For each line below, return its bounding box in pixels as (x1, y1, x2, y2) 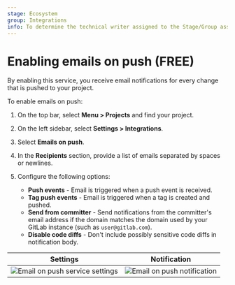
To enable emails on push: (7, 97, 83, 105)
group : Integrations (7, 17, 68, 24)
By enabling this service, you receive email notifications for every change (7, 76, 219, 85)
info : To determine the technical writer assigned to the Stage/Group (7, 23, 218, 30)
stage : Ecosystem (7, 10, 58, 17)
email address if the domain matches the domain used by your (27, 216, 208, 224)
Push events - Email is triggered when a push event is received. (27, 186, 213, 194)
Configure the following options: (17, 173, 111, 181)
